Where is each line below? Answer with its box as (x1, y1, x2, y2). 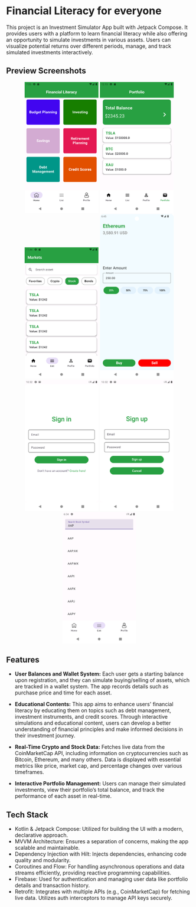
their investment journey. (14, 732, 76, 739)
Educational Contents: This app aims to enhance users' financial (14, 701, 174, 708)
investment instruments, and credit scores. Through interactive (14, 713, 168, 720)
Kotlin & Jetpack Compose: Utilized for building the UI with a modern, (14, 826, 184, 833)
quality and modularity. (14, 857, 71, 864)
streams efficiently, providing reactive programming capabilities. (14, 869, 171, 876)
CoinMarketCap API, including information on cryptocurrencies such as (14, 750, 188, 757)
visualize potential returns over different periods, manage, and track (6, 43, 171, 50)
